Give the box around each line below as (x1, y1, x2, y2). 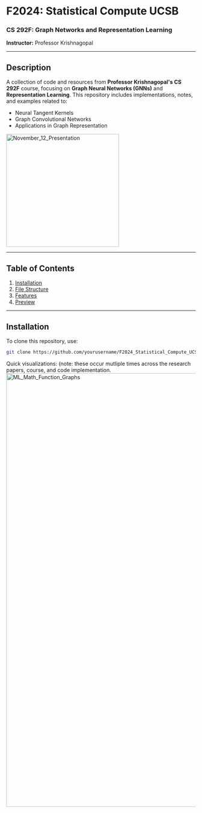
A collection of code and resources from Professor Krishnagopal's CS (6, 78, 182, 85)
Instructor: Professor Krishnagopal (6, 39, 93, 46)
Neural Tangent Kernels (14, 110, 74, 117)
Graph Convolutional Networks (14, 116, 91, 123)
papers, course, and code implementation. (6, 366, 111, 374)
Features (14, 292, 37, 299)
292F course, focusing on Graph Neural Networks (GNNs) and (6, 85, 164, 92)
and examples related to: (6, 97, 68, 105)
